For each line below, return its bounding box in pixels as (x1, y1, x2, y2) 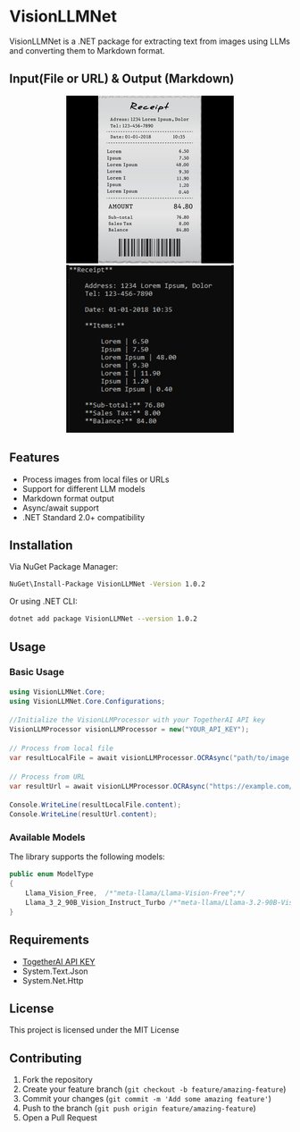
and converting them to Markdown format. (9, 45, 165, 55)
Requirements (9, 933, 89, 948)
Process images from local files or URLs (21, 474, 170, 485)
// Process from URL (9, 772, 87, 781)
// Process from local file (9, 744, 114, 753)
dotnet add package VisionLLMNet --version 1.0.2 (9, 614, 198, 623)
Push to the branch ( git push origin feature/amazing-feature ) (21, 1102, 256, 1114)
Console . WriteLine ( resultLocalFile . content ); (9, 800, 181, 810)
